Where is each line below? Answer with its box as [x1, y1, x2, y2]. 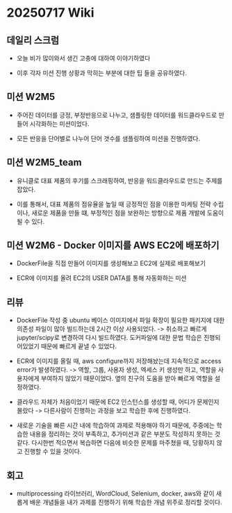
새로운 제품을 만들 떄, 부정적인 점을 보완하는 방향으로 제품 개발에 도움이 [31, 209, 224, 217]
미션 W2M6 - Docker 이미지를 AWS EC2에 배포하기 [6, 240, 219, 252]
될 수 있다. [16, 217, 45, 225]
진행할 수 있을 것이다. [24, 447, 82, 456]
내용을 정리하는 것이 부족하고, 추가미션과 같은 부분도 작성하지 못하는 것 [29, 430, 221, 439]
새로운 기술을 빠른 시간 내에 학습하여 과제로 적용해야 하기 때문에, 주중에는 [16, 421, 215, 430]
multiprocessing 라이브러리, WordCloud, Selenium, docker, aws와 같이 [16, 489, 215, 498]
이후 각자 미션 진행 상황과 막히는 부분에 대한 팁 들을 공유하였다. [16, 69, 187, 77]
